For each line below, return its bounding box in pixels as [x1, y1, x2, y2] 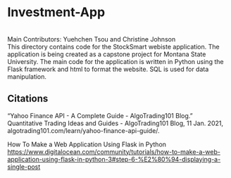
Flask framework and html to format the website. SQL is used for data [7, 65, 209, 73]
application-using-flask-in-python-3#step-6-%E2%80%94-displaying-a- [7, 155, 221, 163]
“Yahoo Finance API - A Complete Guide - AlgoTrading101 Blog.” [7, 111, 193, 120]
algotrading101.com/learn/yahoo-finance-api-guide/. [7, 126, 160, 134]
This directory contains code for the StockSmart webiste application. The [7, 42, 220, 51]
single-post [7, 163, 41, 171]
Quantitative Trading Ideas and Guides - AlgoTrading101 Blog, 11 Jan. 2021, [7, 119, 224, 127]
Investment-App [7, 4, 106, 20]
